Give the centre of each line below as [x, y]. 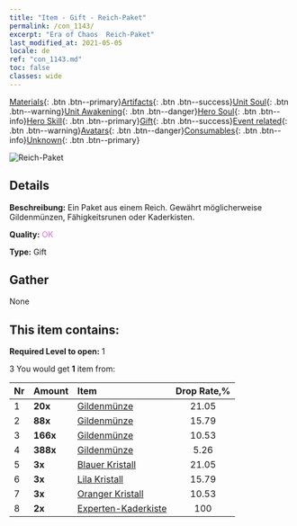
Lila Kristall [100, 479]
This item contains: [64, 330]
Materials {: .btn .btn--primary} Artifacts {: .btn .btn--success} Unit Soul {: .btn [149, 102]
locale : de [30, 51]
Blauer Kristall [107, 465]
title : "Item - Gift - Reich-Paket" [78, 18]
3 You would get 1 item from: [62, 369]
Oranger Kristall [110, 494]
